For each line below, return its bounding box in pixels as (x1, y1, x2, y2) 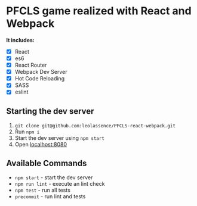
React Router (14, 61, 47, 69)
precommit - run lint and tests (14, 193, 86, 200)
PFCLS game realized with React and (6, 4, 192, 18)
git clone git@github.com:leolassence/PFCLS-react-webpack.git (14, 123, 176, 129)
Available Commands (6, 158, 87, 168)
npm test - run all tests (14, 186, 70, 193)
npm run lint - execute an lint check (14, 180, 105, 187)
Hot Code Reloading (14, 75, 64, 82)
